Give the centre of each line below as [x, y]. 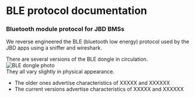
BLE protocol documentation [77, 11]
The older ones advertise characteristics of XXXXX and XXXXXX [92, 83]
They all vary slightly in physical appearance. [60, 72]
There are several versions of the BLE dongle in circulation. [77, 59]
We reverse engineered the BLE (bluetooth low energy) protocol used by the [98, 41]
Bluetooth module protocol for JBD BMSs [65, 29]
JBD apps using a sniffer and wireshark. [54, 48]
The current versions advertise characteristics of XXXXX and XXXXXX [99, 89]
